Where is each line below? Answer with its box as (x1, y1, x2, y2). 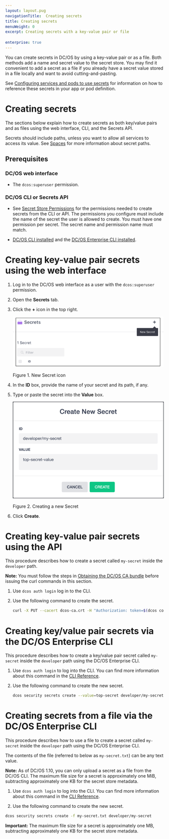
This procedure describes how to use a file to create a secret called (5, 737, 145, 743)
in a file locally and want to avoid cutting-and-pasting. (5, 70, 117, 77)
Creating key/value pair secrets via (5, 625, 154, 637)
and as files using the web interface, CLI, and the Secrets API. (5, 125, 133, 131)
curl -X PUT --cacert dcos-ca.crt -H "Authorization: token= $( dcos (12, 608, 157, 614)
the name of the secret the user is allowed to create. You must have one (12, 216, 162, 222)
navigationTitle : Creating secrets (5, 13, 82, 19)
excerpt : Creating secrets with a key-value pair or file (5, 29, 129, 35)
